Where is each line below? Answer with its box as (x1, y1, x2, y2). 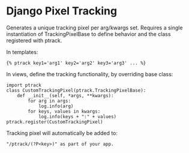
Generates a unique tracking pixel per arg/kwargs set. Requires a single (6, 24, 183, 31)
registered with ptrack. (6, 37, 62, 44)
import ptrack (6, 82, 42, 88)
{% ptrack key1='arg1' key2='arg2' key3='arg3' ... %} (6, 60, 146, 66)
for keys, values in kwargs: (28, 108, 101, 115)
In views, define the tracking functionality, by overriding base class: (6, 70, 173, 77)
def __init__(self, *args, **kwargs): (17, 92, 114, 98)
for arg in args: (28, 98, 71, 104)
